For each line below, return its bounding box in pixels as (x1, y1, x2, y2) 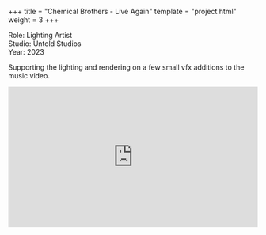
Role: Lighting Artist (8, 31, 73, 40)
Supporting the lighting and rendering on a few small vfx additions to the (8, 63, 245, 72)
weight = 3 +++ (8, 15, 59, 25)
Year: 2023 (8, 47, 45, 56)
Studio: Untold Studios (8, 39, 82, 48)
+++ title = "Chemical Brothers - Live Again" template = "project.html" (8, 7, 237, 16)
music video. (8, 71, 50, 80)
